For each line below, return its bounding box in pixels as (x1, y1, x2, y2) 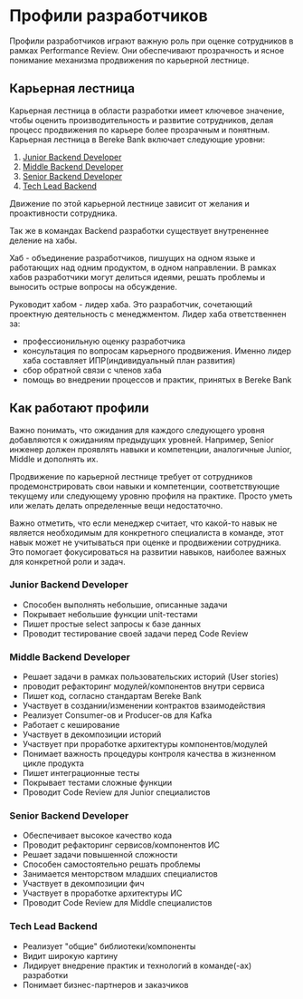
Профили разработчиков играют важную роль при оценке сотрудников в (9, 35, 294, 46)
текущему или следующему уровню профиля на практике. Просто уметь (9, 490, 293, 501)
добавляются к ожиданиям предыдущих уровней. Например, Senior (9, 434, 274, 445)
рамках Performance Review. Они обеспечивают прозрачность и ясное (9, 44, 285, 55)
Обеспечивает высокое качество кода (22, 830, 173, 841)
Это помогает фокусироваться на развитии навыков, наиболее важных (9, 546, 287, 558)
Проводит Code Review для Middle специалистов (22, 897, 213, 908)
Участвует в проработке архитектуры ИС (22, 887, 183, 898)
